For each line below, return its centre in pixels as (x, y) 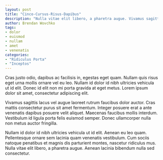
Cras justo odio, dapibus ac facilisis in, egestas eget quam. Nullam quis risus (81, 78)
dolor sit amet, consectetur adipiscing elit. (47, 93)
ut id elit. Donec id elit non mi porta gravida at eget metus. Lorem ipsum (76, 88)
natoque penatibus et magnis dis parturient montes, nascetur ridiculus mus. (81, 143)
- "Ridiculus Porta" (26, 59)
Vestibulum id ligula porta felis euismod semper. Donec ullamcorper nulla (78, 118)
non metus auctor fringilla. (31, 123)
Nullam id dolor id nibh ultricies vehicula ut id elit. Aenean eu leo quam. (76, 133)
